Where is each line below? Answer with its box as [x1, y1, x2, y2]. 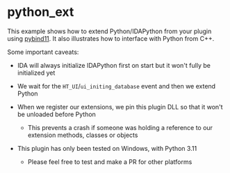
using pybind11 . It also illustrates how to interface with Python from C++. [7, 34, 215, 42]
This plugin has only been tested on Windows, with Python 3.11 [17, 144, 197, 152]
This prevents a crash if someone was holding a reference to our [27, 123, 213, 131]
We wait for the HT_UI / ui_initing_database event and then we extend [17, 82, 216, 90]
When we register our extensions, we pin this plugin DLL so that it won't [17, 102, 224, 111]
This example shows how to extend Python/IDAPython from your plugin [7, 27, 212, 35]
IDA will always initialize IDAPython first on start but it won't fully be [17, 61, 211, 69]
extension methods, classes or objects [27, 131, 138, 139]
